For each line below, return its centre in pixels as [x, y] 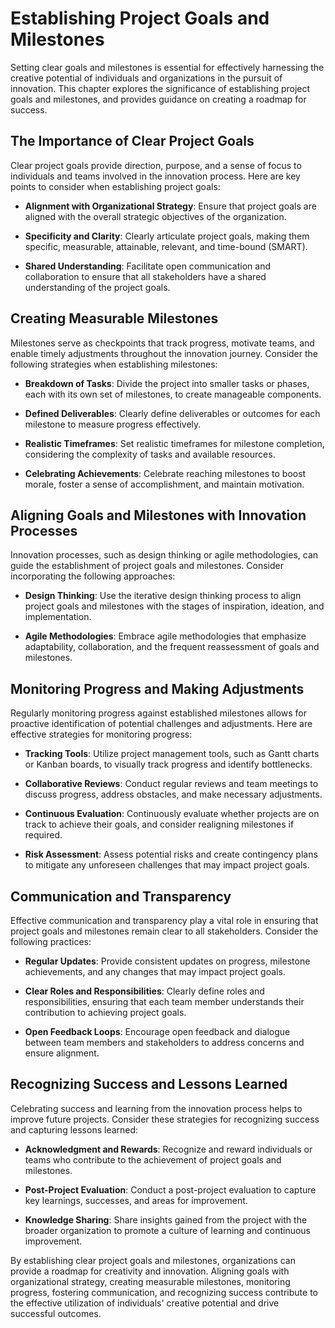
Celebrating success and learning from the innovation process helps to [156, 1108]
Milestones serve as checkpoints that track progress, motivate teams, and [162, 343]
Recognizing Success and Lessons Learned [149, 1084]
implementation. [58, 617]
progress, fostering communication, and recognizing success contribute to [164, 1292]
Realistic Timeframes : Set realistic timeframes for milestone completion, [174, 443]
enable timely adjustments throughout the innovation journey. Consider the [164, 353]
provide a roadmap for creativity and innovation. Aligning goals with [150, 1271]
